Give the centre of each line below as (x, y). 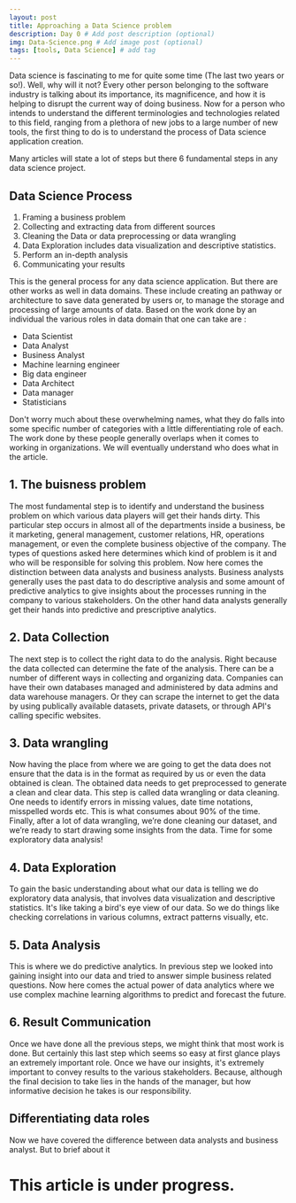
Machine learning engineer (71, 364)
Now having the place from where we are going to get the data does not (140, 764)
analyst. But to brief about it (60, 1149)
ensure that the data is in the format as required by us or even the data (138, 774)
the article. (29, 456)
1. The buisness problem (78, 485)
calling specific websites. (55, 715)
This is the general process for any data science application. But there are (144, 281)
